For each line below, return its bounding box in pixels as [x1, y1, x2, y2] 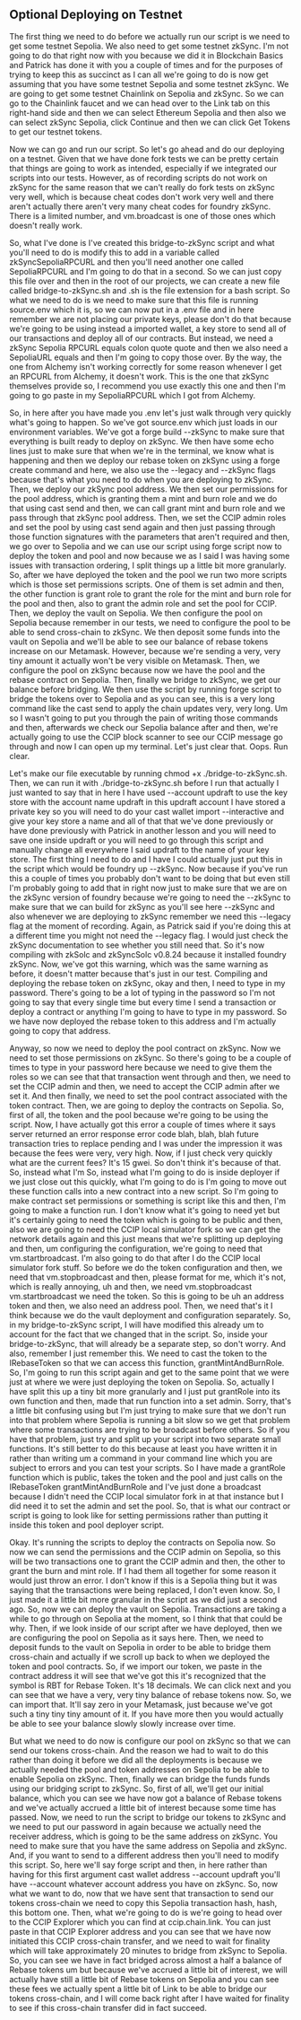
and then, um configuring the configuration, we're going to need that [9, 1243, 262, 1254]
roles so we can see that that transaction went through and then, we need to [9, 1071, 291, 1082]
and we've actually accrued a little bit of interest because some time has [9, 1802, 277, 1813]
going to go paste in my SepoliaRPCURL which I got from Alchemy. [9, 389, 256, 400]
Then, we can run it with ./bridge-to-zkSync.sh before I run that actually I [9, 777, 279, 788]
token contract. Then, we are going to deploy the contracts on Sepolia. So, [9, 1099, 284, 1111]
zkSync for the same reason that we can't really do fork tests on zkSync [9, 181, 276, 192]
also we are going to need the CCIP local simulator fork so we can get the [9, 1224, 280, 1235]
